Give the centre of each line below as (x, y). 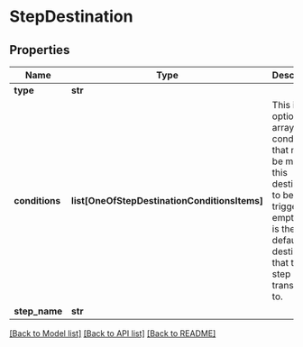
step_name (38, 311)
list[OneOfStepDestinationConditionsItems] (167, 201)
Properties (40, 50)
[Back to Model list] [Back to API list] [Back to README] (113, 333)
